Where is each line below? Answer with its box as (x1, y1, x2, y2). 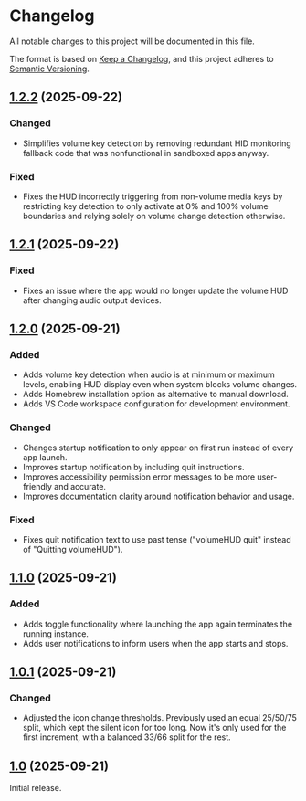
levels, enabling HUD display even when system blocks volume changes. (22, 379, 298, 390)
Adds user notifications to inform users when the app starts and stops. (22, 638, 289, 648)
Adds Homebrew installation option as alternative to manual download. (22, 389, 290, 400)
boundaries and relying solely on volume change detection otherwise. (22, 210, 286, 221)
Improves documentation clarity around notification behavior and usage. (22, 490, 295, 501)
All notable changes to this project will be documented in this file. (9, 36, 256, 47)
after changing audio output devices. (22, 294, 162, 306)
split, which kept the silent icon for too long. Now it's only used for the (22, 722, 287, 733)
